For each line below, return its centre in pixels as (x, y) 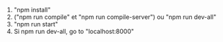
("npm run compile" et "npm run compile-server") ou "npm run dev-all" (115, 17)
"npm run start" (36, 24)
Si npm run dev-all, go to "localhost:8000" (74, 31)
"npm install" (32, 10)
